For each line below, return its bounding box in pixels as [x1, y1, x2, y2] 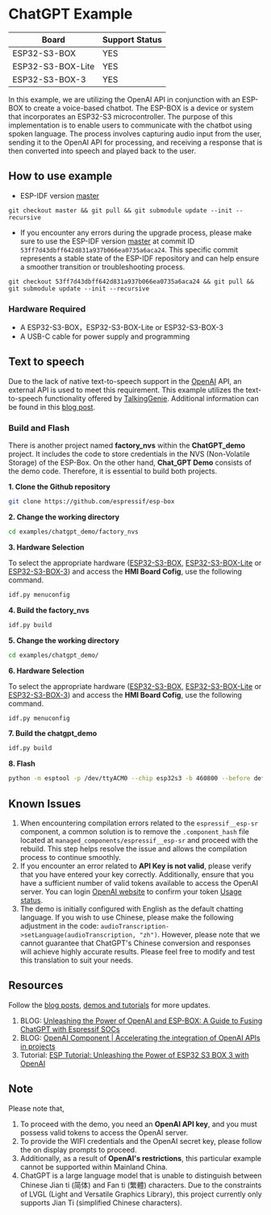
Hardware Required [8, 303, 86, 315]
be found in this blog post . [8, 402, 95, 411]
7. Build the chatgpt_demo [8, 729, 98, 738]
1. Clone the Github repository [8, 482, 110, 492]
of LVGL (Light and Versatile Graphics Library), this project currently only [19, 1189, 262, 1199]
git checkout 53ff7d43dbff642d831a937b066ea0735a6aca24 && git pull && [8, 278, 254, 286]
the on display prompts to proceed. [19, 1145, 137, 1154]
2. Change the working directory [8, 512, 119, 522]
